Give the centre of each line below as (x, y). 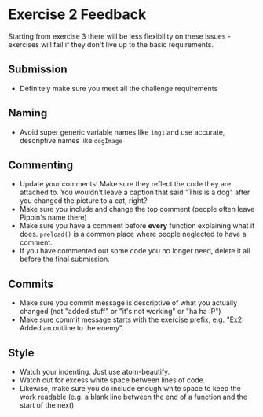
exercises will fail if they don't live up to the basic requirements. (111, 44)
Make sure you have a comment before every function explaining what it (137, 226)
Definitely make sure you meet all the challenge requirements (119, 88)
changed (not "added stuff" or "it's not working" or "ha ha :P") (120, 312)
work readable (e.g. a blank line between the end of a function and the (133, 397)
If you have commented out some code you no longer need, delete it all (135, 251)
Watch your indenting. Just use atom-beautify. (95, 372)
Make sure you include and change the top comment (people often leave (137, 209)
